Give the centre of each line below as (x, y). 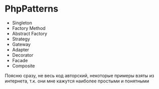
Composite (24, 66)
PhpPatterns (32, 9)
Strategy (21, 39)
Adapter (21, 50)
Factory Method (29, 28)
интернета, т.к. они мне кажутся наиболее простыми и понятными (77, 81)
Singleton (22, 23)
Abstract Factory (30, 33)
